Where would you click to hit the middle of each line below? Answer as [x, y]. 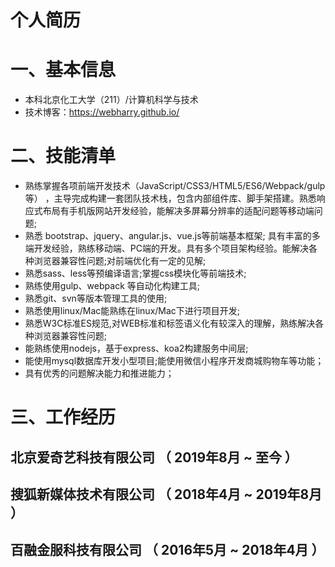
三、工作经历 [63, 417]
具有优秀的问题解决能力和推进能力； [99, 373]
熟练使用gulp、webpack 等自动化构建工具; [112, 286]
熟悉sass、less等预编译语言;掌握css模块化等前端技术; [135, 273]
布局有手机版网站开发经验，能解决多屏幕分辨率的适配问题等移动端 [178, 211]
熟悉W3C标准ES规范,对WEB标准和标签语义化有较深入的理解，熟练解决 [170, 323]
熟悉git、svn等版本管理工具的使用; [96, 298]
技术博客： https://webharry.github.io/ [102, 112]
